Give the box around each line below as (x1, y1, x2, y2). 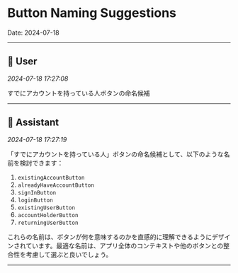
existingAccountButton (17, 174, 85, 181)
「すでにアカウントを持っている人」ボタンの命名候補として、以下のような (7, 150, 225, 158)
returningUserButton (17, 219, 79, 226)
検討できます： (19, 158, 64, 167)
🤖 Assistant (7, 117, 59, 129)
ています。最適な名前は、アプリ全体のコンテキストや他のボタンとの (25, 241, 224, 250)
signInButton (17, 189, 57, 196)
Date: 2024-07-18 (7, 28, 59, 37)
